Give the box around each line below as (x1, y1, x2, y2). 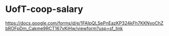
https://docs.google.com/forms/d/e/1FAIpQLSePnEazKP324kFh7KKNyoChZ (5, 20, 164, 26)
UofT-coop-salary (5, 3, 84, 15)
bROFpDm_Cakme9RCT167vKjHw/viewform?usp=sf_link (5, 25, 123, 31)
